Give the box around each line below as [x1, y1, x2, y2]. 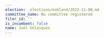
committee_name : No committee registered [5, 12, 93, 17]
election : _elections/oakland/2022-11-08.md [5, 7, 99, 12]
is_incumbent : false [5, 21, 48, 26]
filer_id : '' [5, 16, 32, 21]
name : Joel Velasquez [5, 26, 50, 31]
